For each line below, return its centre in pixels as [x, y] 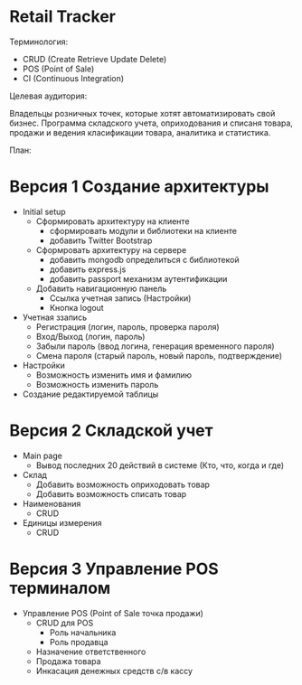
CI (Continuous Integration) [73, 78]
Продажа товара [68, 661]
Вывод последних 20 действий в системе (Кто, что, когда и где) [160, 465]
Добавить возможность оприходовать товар [123, 484]
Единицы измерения [62, 522]
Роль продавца [79, 642]
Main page [42, 455]
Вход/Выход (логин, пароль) [90, 336]
